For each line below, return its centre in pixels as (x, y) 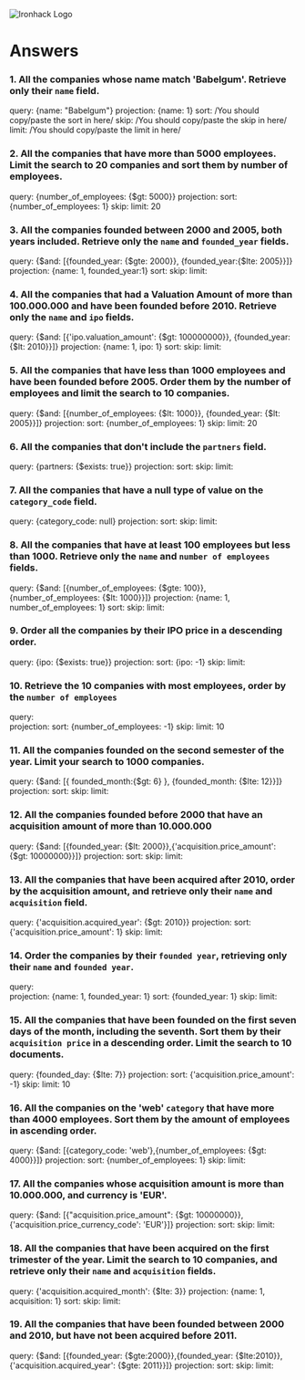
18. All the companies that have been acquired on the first (139, 1249)
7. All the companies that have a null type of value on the (137, 490)
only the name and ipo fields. (72, 317)
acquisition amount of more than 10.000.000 (111, 826)
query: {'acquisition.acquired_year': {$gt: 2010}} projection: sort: (131, 923)
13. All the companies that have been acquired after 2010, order (152, 879)
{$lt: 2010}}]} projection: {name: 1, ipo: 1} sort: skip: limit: (116, 347)
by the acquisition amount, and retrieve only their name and (141, 891)
